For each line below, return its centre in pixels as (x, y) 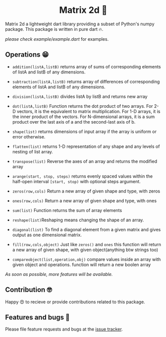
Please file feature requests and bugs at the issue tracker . (64, 329)
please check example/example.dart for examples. (57, 39)
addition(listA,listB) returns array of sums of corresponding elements (86, 67)
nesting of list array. (33, 151)
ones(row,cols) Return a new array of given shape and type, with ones (84, 201)
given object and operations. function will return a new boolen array (82, 265)
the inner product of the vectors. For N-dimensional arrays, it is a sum (83, 117)
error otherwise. (29, 136)
